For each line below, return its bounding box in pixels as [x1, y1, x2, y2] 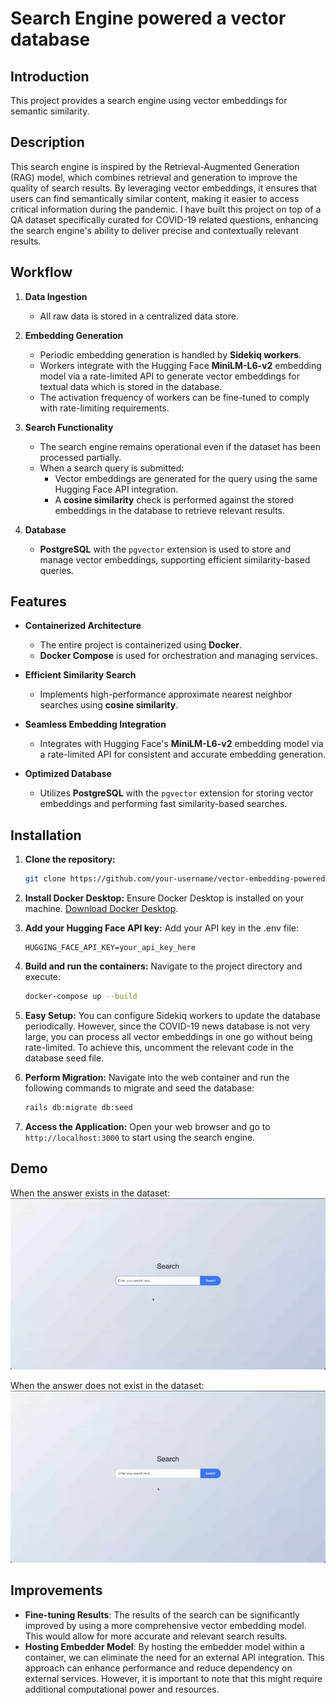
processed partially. [39, 451, 122, 463]
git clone [24, 874, 67, 884]
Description [10, 134, 85, 151]
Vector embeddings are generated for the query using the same [54, 472, 318, 484]
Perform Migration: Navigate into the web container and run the [24, 1072, 290, 1083]
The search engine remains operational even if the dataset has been [39, 440, 321, 452]
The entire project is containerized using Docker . [39, 639, 243, 651]
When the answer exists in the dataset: [10, 1187, 171, 1199]
